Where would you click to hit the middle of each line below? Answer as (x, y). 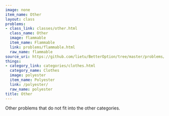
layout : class (20, 19)
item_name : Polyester (32, 80)
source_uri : (18, 56)
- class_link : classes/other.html (41, 29)
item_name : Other (23, 15)
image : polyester (28, 75)
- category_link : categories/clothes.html (50, 66)
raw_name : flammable (31, 52)
